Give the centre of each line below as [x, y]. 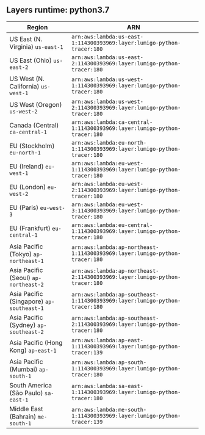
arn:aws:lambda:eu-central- [112, 225]
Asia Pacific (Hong [36, 342]
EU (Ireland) [27, 166]
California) [24, 86]
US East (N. [26, 39]
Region [38, 27]
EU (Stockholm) [32, 146]
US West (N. [27, 79]
